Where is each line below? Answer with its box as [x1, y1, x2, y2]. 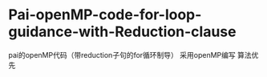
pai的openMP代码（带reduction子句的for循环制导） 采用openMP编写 [8, 50, 236, 59]
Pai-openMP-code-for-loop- [8, 6, 202, 24]
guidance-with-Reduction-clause [8, 22, 237, 41]
